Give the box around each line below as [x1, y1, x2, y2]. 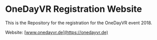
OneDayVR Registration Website [5, 3, 142, 15]
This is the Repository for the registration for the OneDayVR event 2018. [5, 20, 153, 26]
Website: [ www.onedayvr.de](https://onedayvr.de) [5, 29, 109, 35]
